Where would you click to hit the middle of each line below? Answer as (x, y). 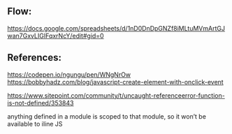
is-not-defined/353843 (41, 103)
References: (34, 58)
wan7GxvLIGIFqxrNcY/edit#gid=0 (56, 36)
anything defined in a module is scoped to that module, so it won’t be (107, 116)
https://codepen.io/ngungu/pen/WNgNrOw (69, 74)
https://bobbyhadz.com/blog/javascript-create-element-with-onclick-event (115, 82)
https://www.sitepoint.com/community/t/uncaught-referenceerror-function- (116, 95)
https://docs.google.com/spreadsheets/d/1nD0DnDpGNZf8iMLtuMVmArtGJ (116, 28)
